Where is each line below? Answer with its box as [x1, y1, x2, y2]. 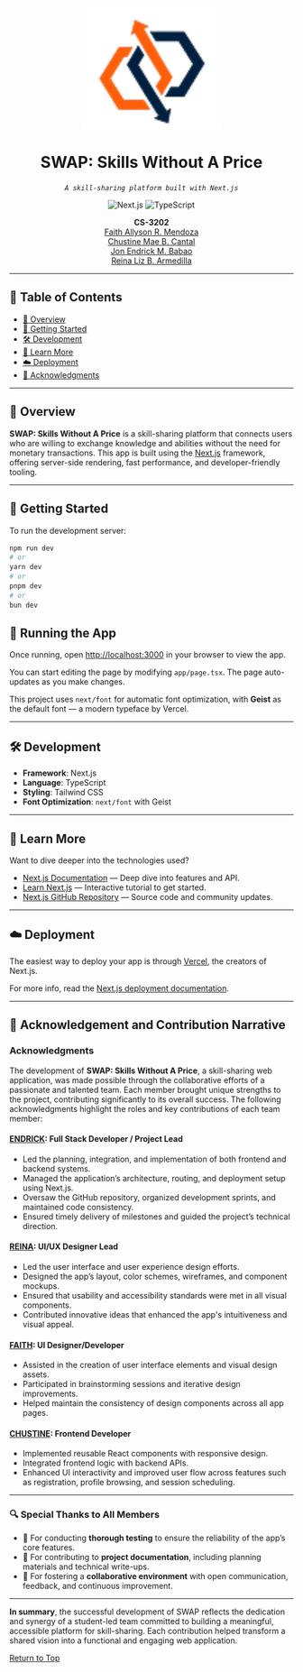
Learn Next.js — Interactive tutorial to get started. [22, 882, 207, 893]
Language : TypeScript [22, 777, 106, 788]
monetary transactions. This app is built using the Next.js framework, [9, 447, 266, 458]
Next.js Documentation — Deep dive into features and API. [22, 873, 241, 884]
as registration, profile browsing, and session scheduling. [22, 1477, 236, 1488]
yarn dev [9, 563, 42, 572]
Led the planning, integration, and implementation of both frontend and [22, 1153, 287, 1164]
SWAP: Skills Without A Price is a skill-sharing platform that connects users [9, 427, 293, 439]
